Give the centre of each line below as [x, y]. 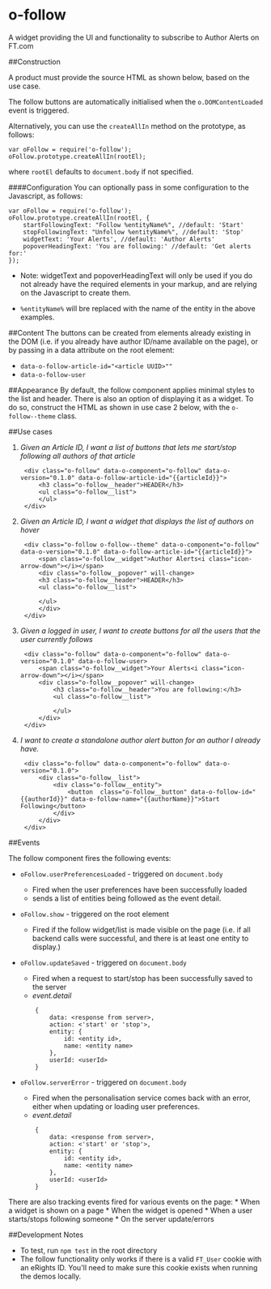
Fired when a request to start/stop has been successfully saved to [142, 978]
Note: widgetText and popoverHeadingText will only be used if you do [136, 275]
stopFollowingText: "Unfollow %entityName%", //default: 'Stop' [133, 232]
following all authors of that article [78, 456]
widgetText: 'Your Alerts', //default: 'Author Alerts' [119, 239]
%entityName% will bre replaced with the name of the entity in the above [138, 308]
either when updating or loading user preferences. [116, 1106]
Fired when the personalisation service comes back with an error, [141, 1098]
